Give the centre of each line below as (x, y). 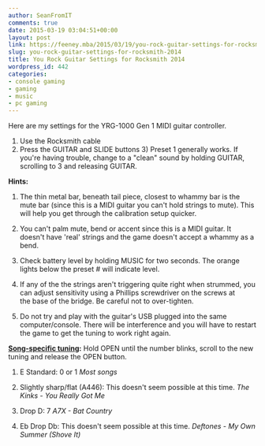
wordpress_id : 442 (38, 67)
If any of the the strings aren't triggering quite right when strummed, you (138, 284)
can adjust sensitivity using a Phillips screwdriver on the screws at (127, 293)
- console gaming (37, 81)
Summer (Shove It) (50, 435)
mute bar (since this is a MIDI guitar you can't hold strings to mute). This (137, 205)
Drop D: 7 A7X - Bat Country (66, 411)
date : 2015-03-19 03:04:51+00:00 (63, 30)
